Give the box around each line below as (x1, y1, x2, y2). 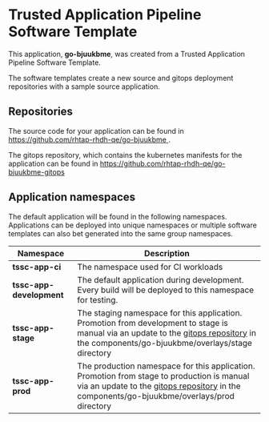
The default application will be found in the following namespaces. (8, 211, 227, 221)
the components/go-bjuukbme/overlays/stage (77, 337, 252, 348)
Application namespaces (8, 191, 136, 204)
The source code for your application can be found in (8, 126, 184, 135)
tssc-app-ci (12, 261, 62, 272)
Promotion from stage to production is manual (77, 370, 250, 381)
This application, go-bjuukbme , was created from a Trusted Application (8, 49, 246, 58)
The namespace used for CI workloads (77, 261, 223, 272)
